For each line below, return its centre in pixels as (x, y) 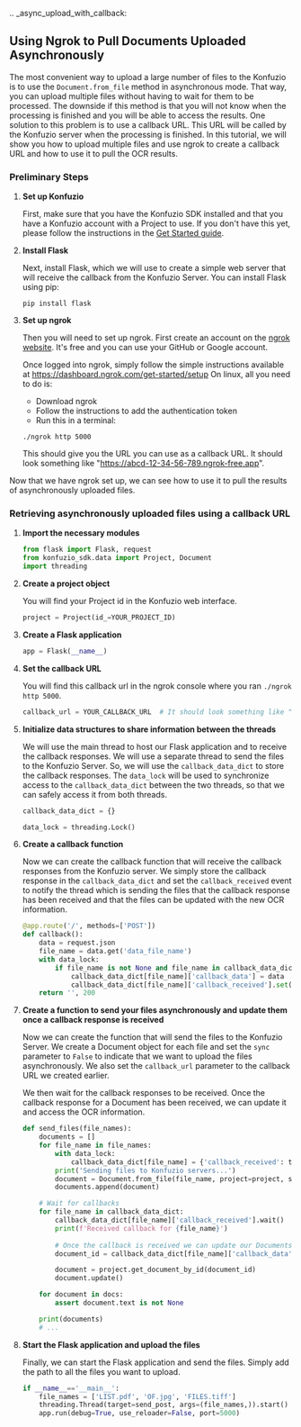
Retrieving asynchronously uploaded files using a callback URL (150, 514)
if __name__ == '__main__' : (71, 1388)
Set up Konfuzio (53, 196)
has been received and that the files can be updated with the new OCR (153, 900)
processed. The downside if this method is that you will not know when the (148, 105)
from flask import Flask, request (87, 550)
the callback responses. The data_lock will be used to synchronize (146, 775)
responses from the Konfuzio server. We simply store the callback (144, 872)
